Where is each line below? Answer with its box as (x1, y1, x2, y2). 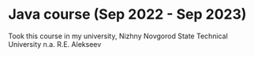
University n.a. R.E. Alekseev (8, 39, 102, 48)
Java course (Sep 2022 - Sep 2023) (8, 5, 247, 23)
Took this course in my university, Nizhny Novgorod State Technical (8, 31, 229, 41)
